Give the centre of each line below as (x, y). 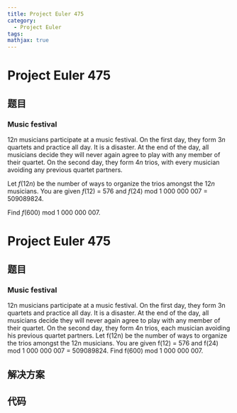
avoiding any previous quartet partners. (65, 170)
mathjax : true (28, 41)
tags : (15, 34)
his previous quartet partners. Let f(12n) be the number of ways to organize (117, 336)
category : (22, 21)
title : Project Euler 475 (45, 14)
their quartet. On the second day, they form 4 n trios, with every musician (114, 162)
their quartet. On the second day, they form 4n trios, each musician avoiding (119, 328)
